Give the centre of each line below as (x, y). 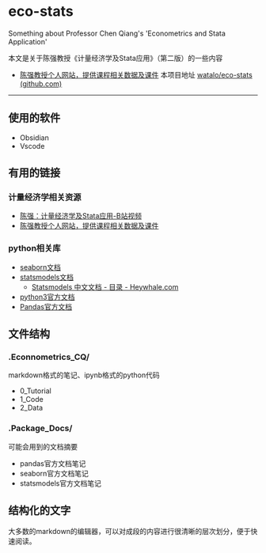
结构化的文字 (40, 511)
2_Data (31, 408)
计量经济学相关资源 (45, 198)
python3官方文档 (47, 297)
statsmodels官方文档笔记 (60, 483)
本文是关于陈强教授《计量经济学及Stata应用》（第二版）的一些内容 (116, 58)
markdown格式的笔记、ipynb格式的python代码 (84, 375)
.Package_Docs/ (40, 428)
